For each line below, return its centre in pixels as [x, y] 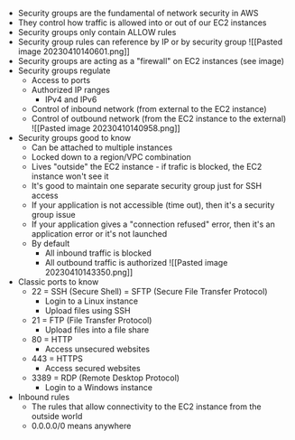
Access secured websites [93, 368]
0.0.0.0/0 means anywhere [81, 426]
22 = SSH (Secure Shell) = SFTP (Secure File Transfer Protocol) [149, 291]
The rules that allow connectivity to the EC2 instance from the [146, 407]
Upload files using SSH [88, 310]
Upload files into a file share [97, 330]
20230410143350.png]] [89, 272]
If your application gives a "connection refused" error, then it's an [153, 224]
